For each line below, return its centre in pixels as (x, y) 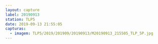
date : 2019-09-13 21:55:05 (34, 24)
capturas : (16, 29)
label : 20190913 (22, 15)
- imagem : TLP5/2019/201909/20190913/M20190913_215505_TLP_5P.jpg (82, 33)
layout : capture (22, 10)
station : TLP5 (20, 19)
